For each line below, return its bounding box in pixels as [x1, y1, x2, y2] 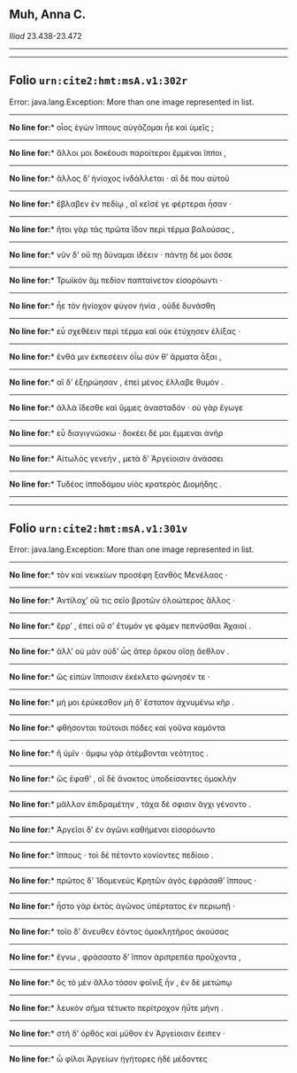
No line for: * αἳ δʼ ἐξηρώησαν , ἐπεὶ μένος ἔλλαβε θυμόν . [9, 377, 224, 387]
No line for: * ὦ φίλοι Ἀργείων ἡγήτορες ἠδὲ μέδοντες [9, 1054, 208, 1064]
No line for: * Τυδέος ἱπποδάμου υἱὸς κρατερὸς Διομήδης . [9, 478, 223, 489]
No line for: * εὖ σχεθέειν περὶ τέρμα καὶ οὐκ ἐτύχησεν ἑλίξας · [9, 325, 241, 336]
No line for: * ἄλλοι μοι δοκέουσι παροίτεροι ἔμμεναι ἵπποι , [9, 147, 227, 158]
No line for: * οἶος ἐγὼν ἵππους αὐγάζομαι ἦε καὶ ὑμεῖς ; [9, 121, 215, 132]
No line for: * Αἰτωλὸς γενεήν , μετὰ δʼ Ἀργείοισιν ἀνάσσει [9, 453, 224, 463]
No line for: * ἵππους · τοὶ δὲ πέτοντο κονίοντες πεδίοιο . [9, 850, 214, 860]
